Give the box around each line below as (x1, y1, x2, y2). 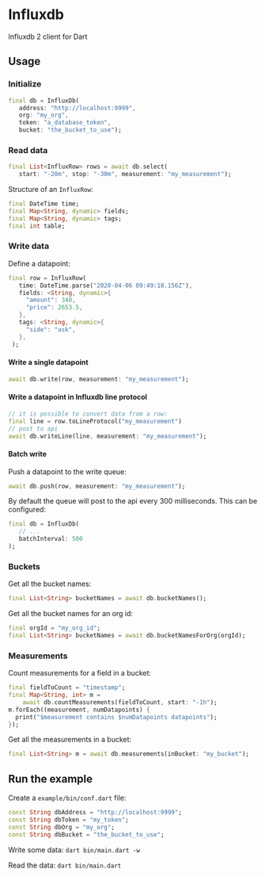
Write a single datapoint (8, 358, 89, 367)
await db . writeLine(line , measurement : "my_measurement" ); (8, 432, 207, 440)
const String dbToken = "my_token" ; (8, 815, 129, 824)
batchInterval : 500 (18, 535, 83, 543)
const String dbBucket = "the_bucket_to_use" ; (8, 830, 165, 838)
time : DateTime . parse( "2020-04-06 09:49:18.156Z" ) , (18, 281, 193, 289)
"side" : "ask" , (25, 325, 77, 334)
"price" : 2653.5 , (25, 304, 83, 312)
